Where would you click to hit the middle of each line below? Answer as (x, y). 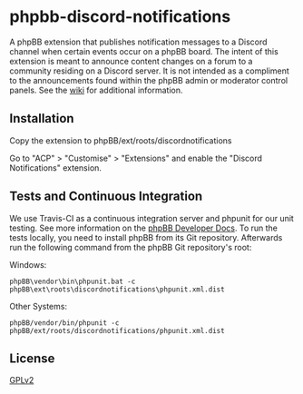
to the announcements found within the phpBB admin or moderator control (149, 80)
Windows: (28, 264)
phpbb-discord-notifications (120, 17)
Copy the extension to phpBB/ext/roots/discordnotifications (121, 140)
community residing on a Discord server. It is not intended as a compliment (150, 71)
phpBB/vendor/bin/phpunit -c (64, 323)
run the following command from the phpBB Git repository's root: (131, 247)
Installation (42, 118)
